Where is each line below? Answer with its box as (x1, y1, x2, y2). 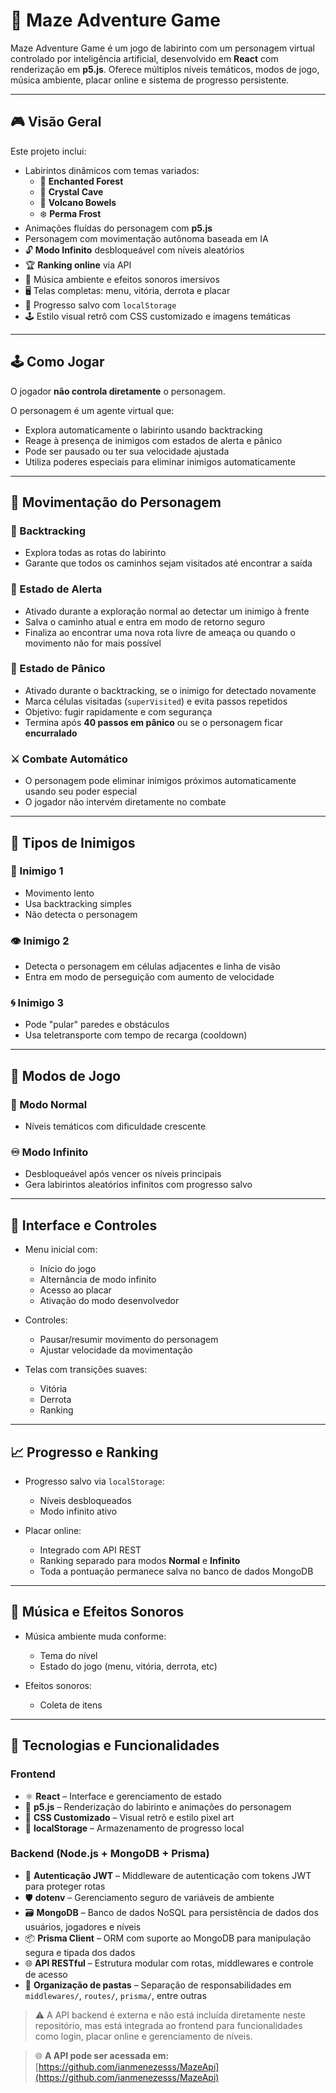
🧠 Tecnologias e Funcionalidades (10, 1737, 220, 1754)
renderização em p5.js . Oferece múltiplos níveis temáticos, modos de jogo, (10, 63, 320, 75)
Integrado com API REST (39, 1544, 142, 1556)
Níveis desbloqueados (39, 1495, 132, 1507)
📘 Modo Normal (10, 1097, 88, 1111)
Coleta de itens (39, 1699, 103, 1711)
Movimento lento (24, 887, 95, 899)
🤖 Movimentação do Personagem (10, 494, 222, 511)
